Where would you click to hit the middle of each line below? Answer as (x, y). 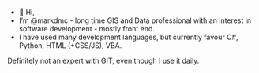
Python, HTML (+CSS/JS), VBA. (70, 46)
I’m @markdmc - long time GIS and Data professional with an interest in (135, 20)
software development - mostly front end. (87, 29)
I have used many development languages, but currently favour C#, (128, 37)
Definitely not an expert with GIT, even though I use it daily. (103, 60)
